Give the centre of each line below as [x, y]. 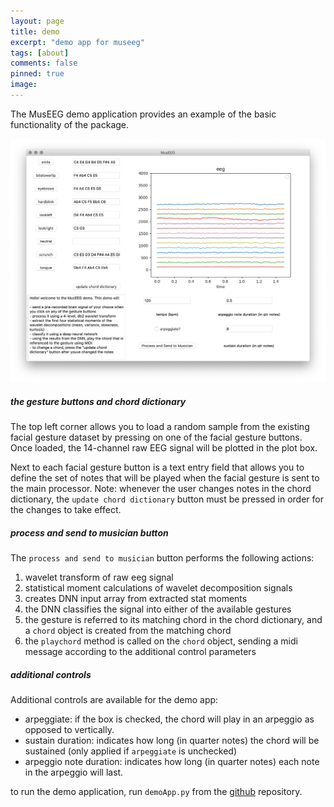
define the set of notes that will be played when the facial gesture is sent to [165, 478]
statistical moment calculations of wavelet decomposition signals [158, 588]
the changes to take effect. [66, 510]
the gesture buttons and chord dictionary [98, 401]
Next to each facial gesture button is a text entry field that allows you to [157, 467]
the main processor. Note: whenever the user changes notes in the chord [161, 489]
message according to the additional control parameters [140, 652]
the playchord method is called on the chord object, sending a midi [161, 641]
